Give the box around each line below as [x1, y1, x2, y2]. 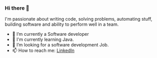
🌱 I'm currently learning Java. [12, 36, 74, 42]
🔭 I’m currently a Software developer [12, 31, 89, 37]
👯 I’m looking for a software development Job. [12, 42, 109, 48]
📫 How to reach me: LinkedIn [12, 47, 75, 53]
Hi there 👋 [5, 5, 30, 12]
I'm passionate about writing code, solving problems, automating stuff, [5, 16, 152, 22]
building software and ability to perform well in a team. [5, 21, 119, 27]
